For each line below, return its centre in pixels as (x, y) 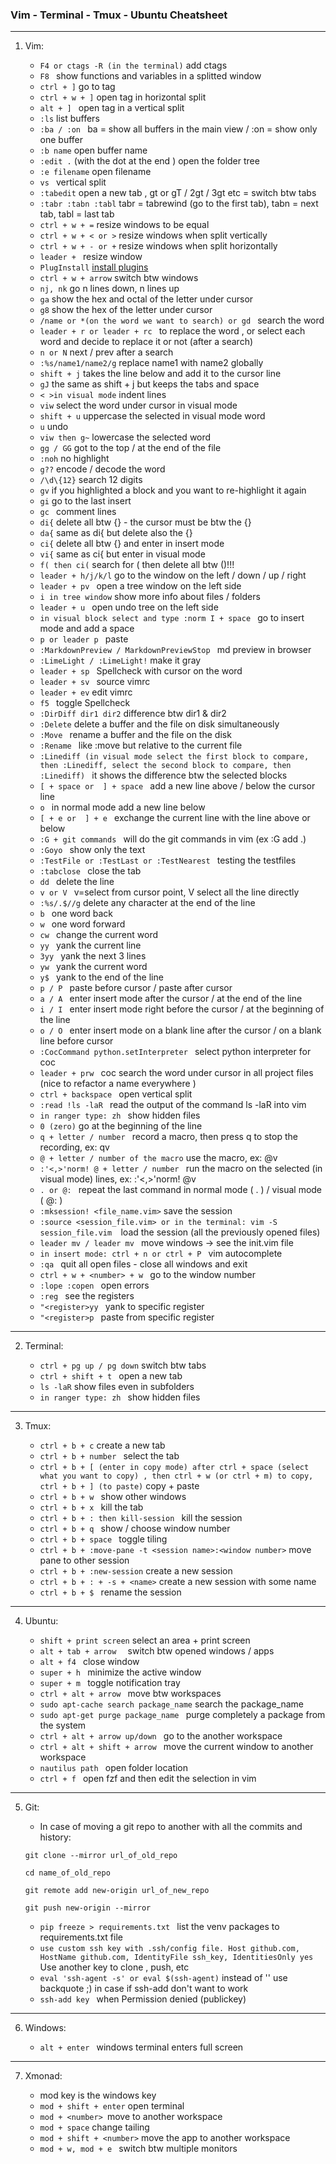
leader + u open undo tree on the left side (129, 607)
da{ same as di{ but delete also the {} (116, 533)
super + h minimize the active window (120, 1672)
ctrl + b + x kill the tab (91, 1507)
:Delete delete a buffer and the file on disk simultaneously (159, 724)
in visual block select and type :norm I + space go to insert (172, 618)
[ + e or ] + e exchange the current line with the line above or (175, 818)
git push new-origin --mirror (88, 1908)
